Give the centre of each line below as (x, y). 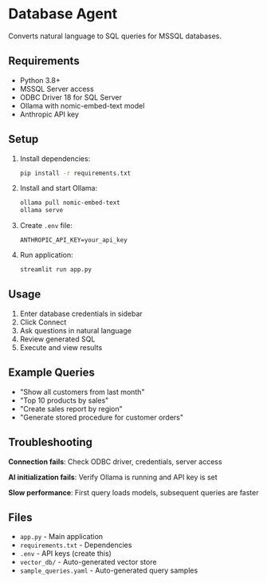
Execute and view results (61, 347)
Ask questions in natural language (75, 330)
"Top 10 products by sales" (64, 400)
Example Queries (52, 373)
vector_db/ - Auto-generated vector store (88, 562)
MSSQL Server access (57, 89)
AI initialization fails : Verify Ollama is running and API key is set (113, 477)
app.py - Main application (61, 537)
